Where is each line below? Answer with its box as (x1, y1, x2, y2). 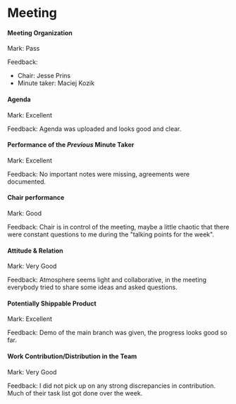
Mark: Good (7, 209, 42, 217)
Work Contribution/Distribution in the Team (7, 352, 137, 360)
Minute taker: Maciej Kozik (17, 79, 95, 87)
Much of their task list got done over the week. (7, 389, 143, 397)
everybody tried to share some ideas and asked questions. (7, 283, 178, 291)
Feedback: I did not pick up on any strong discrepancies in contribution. (7, 381, 216, 390)
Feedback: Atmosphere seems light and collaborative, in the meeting (7, 276, 206, 284)
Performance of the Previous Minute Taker (7, 141, 135, 149)
